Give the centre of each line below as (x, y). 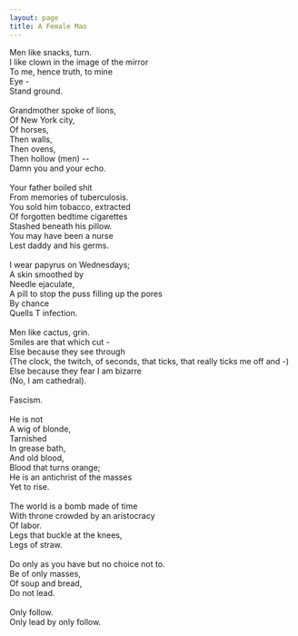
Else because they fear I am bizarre (76, 371)
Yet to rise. (30, 486)
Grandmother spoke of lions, (63, 110)
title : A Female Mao (49, 26)
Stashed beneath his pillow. (61, 226)
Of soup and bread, (46, 583)
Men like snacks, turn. (51, 52)
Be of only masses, (45, 573)
